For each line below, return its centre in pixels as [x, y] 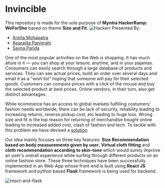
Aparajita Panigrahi [32, 42]
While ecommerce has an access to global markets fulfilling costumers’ [78, 104]
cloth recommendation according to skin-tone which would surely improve [83, 150]
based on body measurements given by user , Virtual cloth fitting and [78, 145]
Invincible [26, 9]
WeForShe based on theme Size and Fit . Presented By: [73, 28]
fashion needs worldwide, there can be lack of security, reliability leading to [82, 109]
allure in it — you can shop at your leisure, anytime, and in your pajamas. [79, 63]
